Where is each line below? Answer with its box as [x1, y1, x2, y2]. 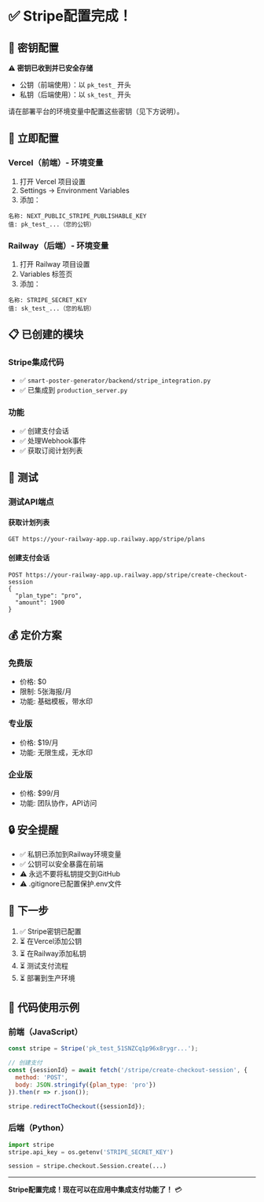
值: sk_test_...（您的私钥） [8, 304, 96, 312]
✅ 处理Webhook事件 [19, 436, 86, 445]
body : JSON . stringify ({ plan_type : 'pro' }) [15, 1081, 156, 1089]
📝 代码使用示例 [8, 1001, 80, 1014]
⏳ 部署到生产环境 [19, 973, 75, 983]
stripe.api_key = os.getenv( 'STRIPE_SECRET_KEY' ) [8, 1148, 174, 1156]
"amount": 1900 [15, 599, 65, 607]
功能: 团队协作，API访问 [19, 798, 97, 807]
